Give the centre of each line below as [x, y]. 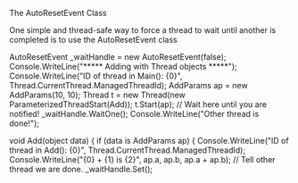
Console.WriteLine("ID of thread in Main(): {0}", [96, 76]
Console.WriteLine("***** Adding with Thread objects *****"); [124, 67]
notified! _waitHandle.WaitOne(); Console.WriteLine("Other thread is [134, 114]
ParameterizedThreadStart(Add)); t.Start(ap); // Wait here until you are [138, 104]
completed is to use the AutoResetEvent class [93, 40]
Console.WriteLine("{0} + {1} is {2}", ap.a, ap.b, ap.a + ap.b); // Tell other [142, 159]
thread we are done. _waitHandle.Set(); [81, 169]
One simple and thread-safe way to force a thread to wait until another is [143, 30]
